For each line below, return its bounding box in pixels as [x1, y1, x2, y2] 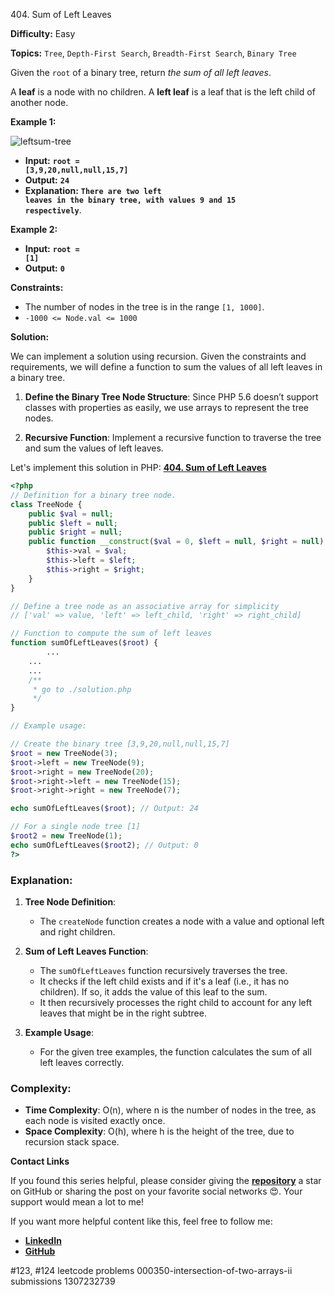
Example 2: [10, 224, 58, 235]
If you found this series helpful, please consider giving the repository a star [10, 1175, 322, 1187]
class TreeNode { [10, 499, 83, 509]
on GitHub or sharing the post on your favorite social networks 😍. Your [10, 1185, 303, 1198]
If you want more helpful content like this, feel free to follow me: [10, 1215, 273, 1228]
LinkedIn [24, 1235, 62, 1247]
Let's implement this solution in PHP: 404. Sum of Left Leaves [10, 462, 267, 473]
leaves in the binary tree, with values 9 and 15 [24, 195, 237, 205]
